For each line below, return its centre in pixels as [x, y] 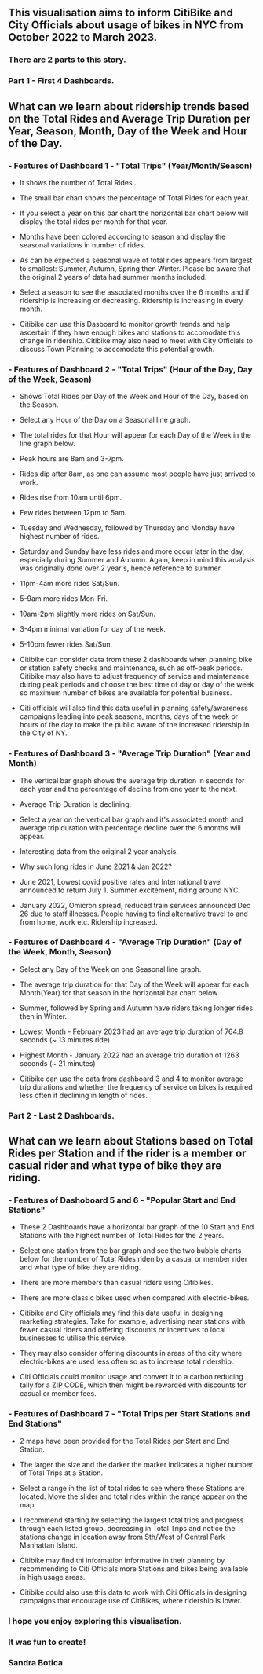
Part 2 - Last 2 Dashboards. [62, 1115]
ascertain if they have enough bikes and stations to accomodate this [130, 332]
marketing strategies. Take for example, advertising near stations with [132, 1321]
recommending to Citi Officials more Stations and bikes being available [134, 1568]
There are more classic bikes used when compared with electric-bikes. [134, 1298]
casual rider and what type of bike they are [115, 1166]
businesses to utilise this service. [73, 1338]
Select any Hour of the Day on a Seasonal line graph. [105, 420]
